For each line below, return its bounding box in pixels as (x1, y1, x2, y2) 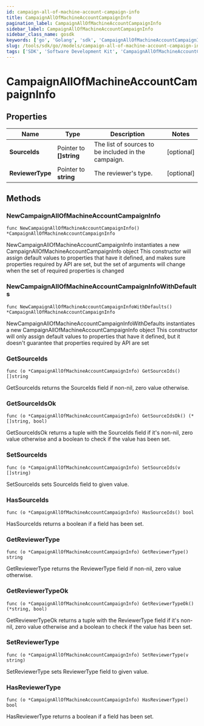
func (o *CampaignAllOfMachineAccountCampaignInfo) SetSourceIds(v (6, 465, 181, 471)
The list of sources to (93, 140, 155, 148)
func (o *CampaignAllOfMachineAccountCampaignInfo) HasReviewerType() (6, 697, 189, 703)
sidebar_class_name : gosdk (6, 32, 75, 38)
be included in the (93, 147, 146, 156)
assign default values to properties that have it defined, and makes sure (6, 254, 186, 261)
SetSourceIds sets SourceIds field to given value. (6, 480, 129, 488)
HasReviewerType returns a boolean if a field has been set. (6, 713, 154, 721)
